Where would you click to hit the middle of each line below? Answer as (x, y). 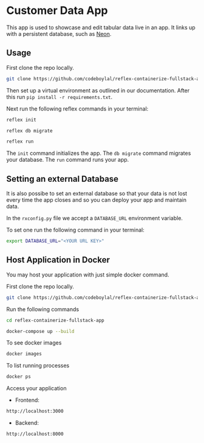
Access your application (36, 388)
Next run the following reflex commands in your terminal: (77, 108)
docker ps (19, 377)
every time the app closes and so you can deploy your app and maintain (97, 200)
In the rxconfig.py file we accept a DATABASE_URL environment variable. (95, 218)
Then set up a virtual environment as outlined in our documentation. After (98, 90)
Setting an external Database (63, 179)
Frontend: (27, 400)
